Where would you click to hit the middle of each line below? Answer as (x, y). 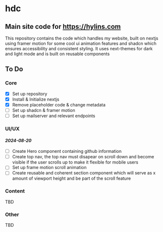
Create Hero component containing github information (67, 151)
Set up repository (30, 94)
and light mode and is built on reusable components (58, 54)
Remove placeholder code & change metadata (59, 105)
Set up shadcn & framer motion (44, 110)
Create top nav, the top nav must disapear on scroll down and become (83, 157)
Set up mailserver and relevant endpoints (54, 116)
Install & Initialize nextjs (36, 99)
